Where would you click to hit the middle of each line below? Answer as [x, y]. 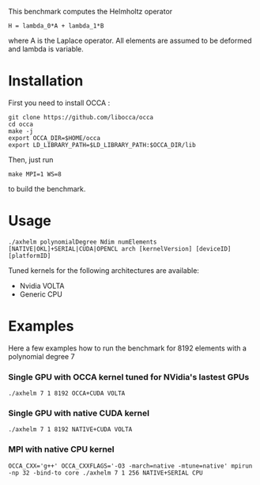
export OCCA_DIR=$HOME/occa [55, 138]
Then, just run [31, 159]
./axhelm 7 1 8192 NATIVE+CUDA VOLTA [70, 430]
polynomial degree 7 [41, 356]
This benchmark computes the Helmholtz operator [90, 11]
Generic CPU [41, 294]
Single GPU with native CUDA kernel [79, 413]
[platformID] [30, 256]
